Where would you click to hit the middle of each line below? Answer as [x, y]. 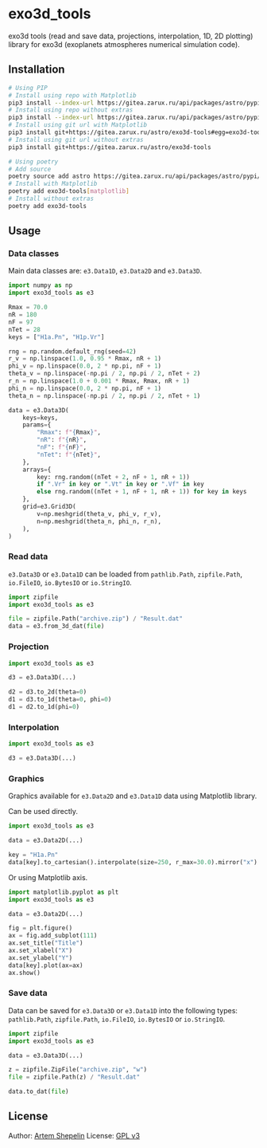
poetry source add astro [49, 176]
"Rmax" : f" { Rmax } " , [69, 432]
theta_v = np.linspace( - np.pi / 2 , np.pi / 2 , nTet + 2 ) [104, 374]
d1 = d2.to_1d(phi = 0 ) [44, 707]
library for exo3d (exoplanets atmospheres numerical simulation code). [124, 44]
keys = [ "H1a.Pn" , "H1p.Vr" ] [56, 337]
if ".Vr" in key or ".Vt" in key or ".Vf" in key [120, 484]
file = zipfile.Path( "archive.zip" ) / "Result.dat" [95, 619]
